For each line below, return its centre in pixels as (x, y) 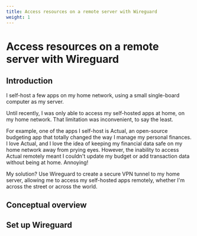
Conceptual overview (46, 205)
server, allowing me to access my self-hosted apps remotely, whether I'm (96, 180)
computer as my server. (35, 101)
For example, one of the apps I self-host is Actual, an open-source (87, 130)
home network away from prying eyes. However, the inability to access (93, 149)
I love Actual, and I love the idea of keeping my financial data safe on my (94, 143)
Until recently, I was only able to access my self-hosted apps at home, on (96, 113)
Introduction (30, 81)
